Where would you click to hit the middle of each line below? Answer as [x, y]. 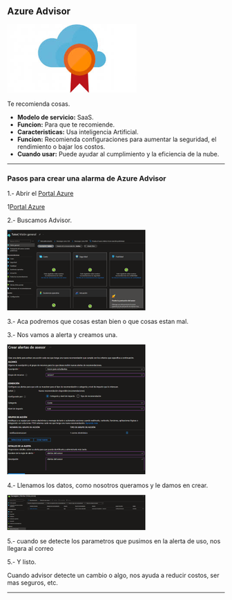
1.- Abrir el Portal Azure [40, 194]
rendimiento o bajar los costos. [61, 146]
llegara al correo [30, 549]
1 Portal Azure [26, 207]
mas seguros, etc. [33, 583]
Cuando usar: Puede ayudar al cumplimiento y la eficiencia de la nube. [118, 154]
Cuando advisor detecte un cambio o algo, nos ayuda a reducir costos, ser [113, 575]
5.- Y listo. [22, 562]
